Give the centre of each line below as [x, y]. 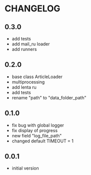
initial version [25, 168]
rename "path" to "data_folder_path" [49, 97]
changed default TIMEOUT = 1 [43, 141]
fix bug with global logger [38, 125]
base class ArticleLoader [37, 77]
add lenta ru [24, 87]
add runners [24, 49]
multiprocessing [28, 82]
